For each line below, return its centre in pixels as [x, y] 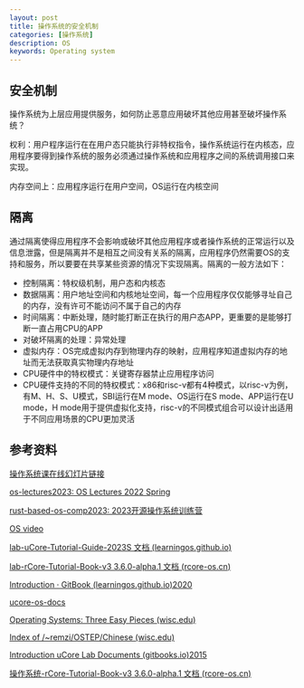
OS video [27, 528]
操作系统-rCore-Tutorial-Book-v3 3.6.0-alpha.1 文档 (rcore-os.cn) [130, 673]
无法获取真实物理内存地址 [86, 362]
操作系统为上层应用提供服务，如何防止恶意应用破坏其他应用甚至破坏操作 [144, 113]
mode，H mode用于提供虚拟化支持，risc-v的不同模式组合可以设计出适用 [158, 407]
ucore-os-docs [38, 602]
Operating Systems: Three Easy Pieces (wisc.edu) [103, 619]
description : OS [40, 43]
